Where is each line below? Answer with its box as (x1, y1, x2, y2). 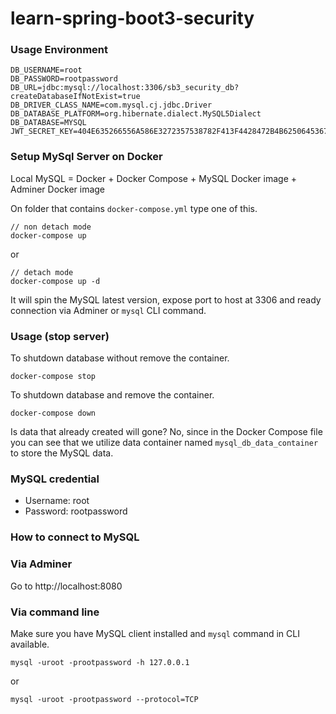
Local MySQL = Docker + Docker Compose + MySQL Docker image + (10, 172, 297, 184)
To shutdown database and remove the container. (10, 389, 215, 401)
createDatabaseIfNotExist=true (10, 92, 141, 102)
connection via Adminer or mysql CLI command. (10, 304, 207, 316)
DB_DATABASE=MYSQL (10, 118, 87, 128)
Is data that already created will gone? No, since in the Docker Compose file (10, 426, 323, 438)
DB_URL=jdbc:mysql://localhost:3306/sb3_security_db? (10, 83, 240, 93)
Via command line (10, 605, 100, 619)
